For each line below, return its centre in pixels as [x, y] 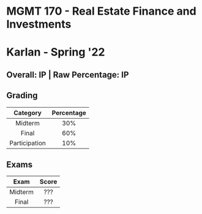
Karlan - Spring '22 [56, 52]
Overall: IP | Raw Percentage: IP [68, 75]
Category [28, 113]
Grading [22, 96]
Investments [39, 24]
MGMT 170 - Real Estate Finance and [102, 11]
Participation [28, 143]
